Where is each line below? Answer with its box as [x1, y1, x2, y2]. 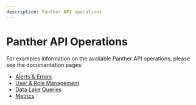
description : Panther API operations [6, 8, 102, 15]
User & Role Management [15, 79, 80, 86]
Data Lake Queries [15, 86, 62, 93]
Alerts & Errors [15, 73, 52, 80]
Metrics [15, 92, 35, 100]
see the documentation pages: [6, 61, 83, 68]
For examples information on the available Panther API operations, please [6, 55, 191, 62]
